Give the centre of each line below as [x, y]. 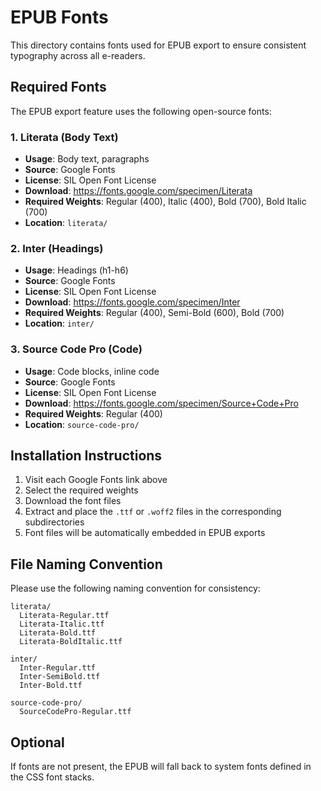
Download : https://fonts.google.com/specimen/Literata [138, 191]
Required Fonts [58, 87]
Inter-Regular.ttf [58, 668]
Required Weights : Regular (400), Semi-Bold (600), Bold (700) [154, 313]
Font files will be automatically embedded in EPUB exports [145, 533]
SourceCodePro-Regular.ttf [75, 712]
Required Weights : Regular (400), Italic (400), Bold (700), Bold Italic [165, 202]
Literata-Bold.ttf [58, 633]
